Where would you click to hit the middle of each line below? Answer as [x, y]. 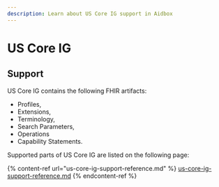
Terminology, [36, 119]
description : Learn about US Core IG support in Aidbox [90, 14]
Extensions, [34, 112]
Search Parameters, [46, 126]
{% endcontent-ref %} [105, 176]
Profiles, [29, 104]
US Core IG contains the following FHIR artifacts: [77, 91]
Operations [33, 134]
